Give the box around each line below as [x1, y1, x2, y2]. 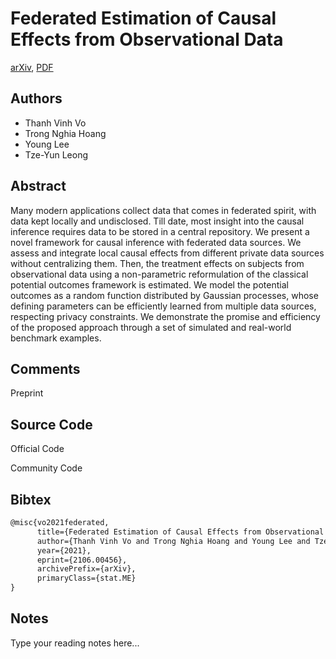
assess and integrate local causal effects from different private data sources [10, 247, 325, 259]
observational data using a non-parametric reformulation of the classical [10, 268, 309, 280]
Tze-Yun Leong [24, 148, 88, 161]
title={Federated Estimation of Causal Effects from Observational [36, 527, 325, 537]
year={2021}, [36, 545, 92, 556]
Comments [10, 360, 81, 377]
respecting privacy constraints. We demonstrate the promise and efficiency [10, 310, 321, 322]
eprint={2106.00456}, [36, 555, 128, 565]
